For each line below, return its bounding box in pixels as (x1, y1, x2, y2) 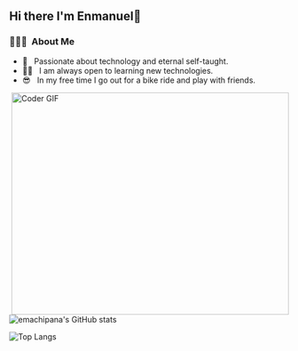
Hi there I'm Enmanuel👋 (9, 9, 142, 24)
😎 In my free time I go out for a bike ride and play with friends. (21, 75, 255, 85)
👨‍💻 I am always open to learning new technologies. (21, 65, 214, 76)
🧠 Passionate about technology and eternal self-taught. (21, 55, 229, 67)
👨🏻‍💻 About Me (9, 36, 75, 48)
